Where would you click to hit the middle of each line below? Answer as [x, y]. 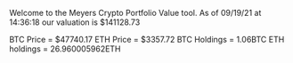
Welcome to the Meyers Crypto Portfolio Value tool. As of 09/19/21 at [135, 13]
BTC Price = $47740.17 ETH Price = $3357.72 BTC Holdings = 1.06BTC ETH [147, 39]
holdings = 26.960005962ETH [65, 49]
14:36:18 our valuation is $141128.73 [75, 22]
